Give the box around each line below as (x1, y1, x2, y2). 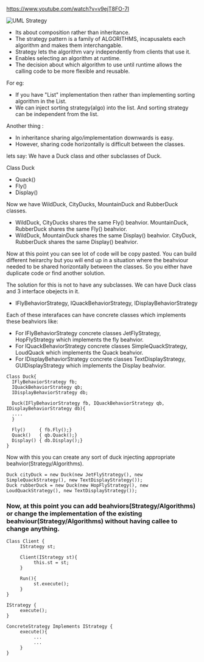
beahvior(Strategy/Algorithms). (6, 460, 84, 467)
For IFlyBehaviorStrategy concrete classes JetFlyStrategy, (15, 330, 161, 336)
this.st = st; (33, 560, 69, 566)
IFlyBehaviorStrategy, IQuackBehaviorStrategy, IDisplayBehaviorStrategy (15, 299, 198, 307)
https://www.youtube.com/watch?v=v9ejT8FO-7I (6, 5, 130, 12)
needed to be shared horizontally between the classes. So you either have (6, 263, 193, 270)
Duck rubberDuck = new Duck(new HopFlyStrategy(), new (6, 483, 149, 489)
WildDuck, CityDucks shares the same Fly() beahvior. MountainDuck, (15, 219, 189, 226)
